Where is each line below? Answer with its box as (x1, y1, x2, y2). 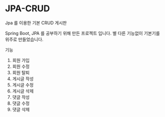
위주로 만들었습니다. (5, 36, 43, 42)
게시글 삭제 (12, 88, 34, 94)
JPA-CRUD (5, 3, 50, 14)
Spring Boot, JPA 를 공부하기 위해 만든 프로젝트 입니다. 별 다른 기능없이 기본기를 (5, 30, 160, 36)
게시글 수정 (12, 82, 34, 88)
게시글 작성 (12, 76, 34, 82)
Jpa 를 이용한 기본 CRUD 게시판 (5, 20, 67, 26)
